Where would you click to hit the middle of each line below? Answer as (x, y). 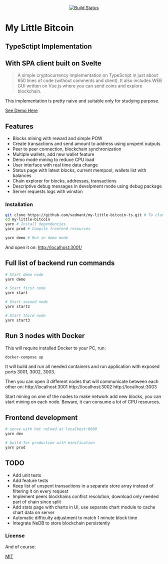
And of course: (20, 546)
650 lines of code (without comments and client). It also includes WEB (90, 80)
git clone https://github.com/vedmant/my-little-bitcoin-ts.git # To (79, 215)
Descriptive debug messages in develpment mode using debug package (87, 186)
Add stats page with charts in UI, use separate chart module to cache (84, 507)
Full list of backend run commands (60, 263)
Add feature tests (30, 480)
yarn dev (14, 434)
